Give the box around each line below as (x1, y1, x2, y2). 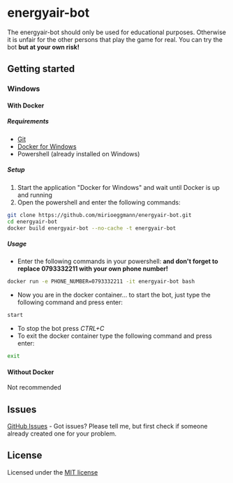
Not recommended (7, 383, 61, 392)
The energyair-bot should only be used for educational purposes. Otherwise (7, 28, 227, 36)
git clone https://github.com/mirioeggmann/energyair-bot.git (7, 211, 192, 218)
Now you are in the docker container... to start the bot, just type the (17, 291, 211, 299)
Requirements (7, 117, 49, 126)
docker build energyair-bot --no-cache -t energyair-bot (7, 225, 176, 232)
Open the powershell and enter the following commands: (17, 198, 181, 207)
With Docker (7, 101, 45, 110)
